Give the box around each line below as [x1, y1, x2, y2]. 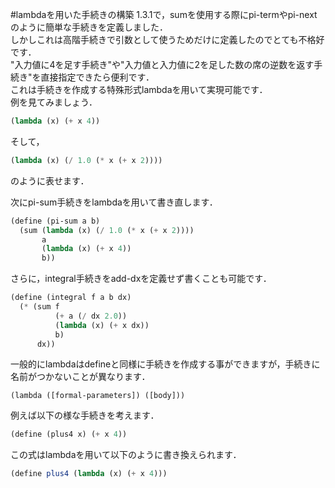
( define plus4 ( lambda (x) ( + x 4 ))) [10, 469, 168, 479]
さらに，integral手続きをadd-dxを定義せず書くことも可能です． [10, 273, 272, 285]
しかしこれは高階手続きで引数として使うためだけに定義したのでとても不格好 [10, 34, 325, 45]
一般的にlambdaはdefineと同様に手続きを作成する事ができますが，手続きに [10, 358, 321, 370]
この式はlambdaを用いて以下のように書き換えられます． [10, 449, 242, 461]
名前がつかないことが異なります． [10, 371, 151, 383]
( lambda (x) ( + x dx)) [54, 320, 150, 330]
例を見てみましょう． [10, 96, 98, 108]
